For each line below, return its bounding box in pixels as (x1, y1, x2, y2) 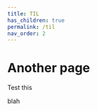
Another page (7, 60, 91, 76)
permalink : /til (7, 23, 55, 30)
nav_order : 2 (7, 30, 46, 37)
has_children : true (7, 17, 65, 24)
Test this (7, 84, 33, 92)
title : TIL (7, 10, 40, 18)
